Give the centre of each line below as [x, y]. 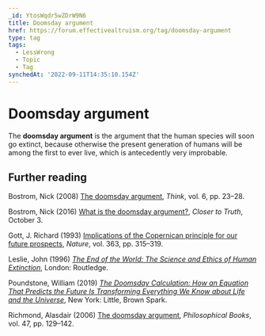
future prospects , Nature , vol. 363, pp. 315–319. [86, 244]
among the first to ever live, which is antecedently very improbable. [118, 152]
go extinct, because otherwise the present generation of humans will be [125, 144]
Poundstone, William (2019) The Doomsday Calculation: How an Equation [129, 283]
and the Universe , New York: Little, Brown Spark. [88, 300]
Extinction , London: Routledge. [59, 268]
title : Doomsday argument [51, 23]
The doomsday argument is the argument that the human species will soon [131, 136]
